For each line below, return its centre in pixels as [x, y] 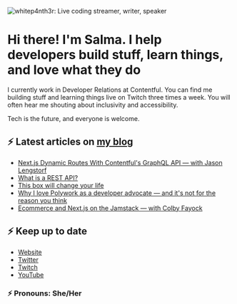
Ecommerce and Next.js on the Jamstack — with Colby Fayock [110, 208]
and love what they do [74, 70]
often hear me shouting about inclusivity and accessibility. [93, 105]
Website [30, 252]
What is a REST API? [48, 177]
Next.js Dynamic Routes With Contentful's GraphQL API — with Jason [120, 162]
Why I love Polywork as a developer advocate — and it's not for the [117, 193]
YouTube [31, 275]
